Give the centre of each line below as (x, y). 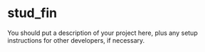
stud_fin (32, 13)
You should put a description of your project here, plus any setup (102, 33)
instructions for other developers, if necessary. (76, 40)
